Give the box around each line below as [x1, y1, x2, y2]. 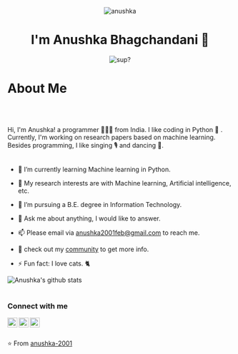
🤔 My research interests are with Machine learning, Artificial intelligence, [17, 178, 232, 187]
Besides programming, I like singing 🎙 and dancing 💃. [7, 141, 164, 149]
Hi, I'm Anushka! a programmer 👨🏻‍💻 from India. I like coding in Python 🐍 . [7, 125, 223, 133]
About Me [7, 81, 67, 96]
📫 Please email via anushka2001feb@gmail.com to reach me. [17, 228, 200, 237]
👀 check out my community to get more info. [17, 245, 149, 253]
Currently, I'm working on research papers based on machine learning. [7, 133, 216, 141]
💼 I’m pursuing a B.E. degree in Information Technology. [17, 200, 182, 208]
